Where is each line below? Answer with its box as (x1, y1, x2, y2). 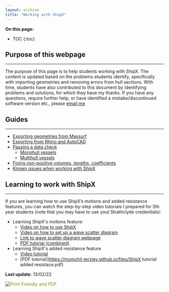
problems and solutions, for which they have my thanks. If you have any (5, 90, 154, 96)
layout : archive (5, 7, 39, 13)
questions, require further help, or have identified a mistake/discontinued (5, 95, 157, 101)
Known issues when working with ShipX (12, 165, 96, 171)
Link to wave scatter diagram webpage (20, 235, 101, 241)
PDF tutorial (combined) (20, 240, 70, 246)
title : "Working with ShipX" (5, 12, 66, 17)
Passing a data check (12, 144, 57, 150)
